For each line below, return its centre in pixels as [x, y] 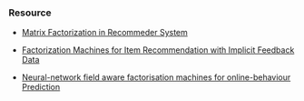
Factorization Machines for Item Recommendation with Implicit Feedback [158, 50]
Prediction [41, 87]
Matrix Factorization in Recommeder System [104, 33]
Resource [30, 13]
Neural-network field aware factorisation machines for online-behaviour [156, 77]
